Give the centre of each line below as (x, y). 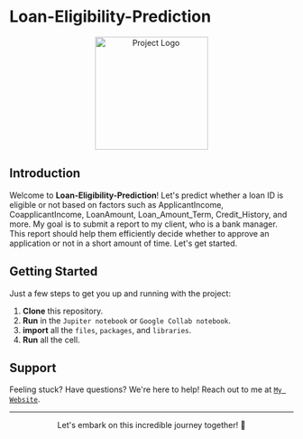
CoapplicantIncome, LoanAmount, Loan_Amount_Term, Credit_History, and (148, 214)
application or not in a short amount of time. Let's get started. (124, 243)
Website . (25, 399)
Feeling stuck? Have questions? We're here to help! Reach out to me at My (146, 389)
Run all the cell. (51, 340)
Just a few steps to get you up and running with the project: (120, 293)
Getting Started (54, 271)
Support (33, 368)
